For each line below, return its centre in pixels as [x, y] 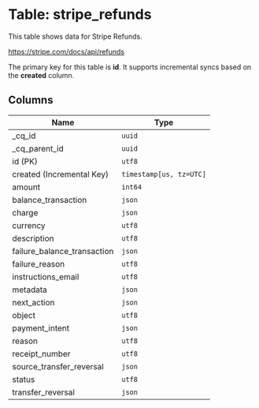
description [33, 238]
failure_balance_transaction [63, 251]
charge [25, 212]
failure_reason [39, 264]
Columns [31, 100]
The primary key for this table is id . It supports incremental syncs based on [130, 67]
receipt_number [41, 354]
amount [26, 187]
